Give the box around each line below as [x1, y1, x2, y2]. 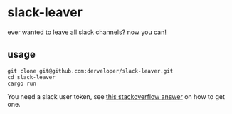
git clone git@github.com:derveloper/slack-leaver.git [7, 67, 174, 75]
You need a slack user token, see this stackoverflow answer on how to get [7, 92, 226, 100]
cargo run [7, 80, 37, 87]
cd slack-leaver [7, 73, 56, 81]
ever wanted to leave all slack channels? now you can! [7, 28, 167, 36]
